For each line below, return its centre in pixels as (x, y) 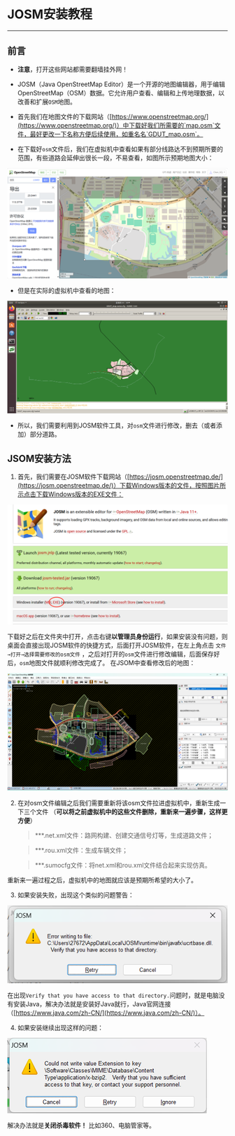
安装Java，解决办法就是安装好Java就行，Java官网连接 (92, 1004)
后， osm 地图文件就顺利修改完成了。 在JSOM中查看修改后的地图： (101, 662)
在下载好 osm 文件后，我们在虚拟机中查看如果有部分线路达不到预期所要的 (120, 149)
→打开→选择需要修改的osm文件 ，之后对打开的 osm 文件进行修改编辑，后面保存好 (114, 654)
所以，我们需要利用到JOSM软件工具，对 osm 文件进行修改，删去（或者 (117, 425)
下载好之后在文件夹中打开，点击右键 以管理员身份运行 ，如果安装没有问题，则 (117, 636)
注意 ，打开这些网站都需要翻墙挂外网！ (72, 69)
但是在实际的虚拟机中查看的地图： (66, 290)
